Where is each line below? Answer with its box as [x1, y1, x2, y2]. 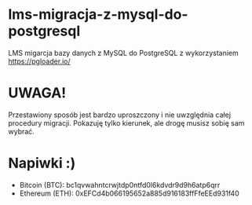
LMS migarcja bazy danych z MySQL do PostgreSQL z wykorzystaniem [8, 48, 239, 57]
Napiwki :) [8, 155, 76, 172]
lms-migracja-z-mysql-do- [8, 5, 188, 24]
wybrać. [8, 126, 35, 136]
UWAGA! [8, 84, 67, 102]
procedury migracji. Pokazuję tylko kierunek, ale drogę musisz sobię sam [8, 118, 245, 127]
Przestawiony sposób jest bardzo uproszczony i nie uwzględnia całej [8, 110, 232, 119]
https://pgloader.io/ [8, 57, 71, 66]
